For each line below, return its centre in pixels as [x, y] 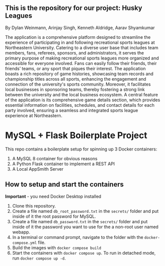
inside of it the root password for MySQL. [54, 216]
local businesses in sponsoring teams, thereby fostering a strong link [75, 89]
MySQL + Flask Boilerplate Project [76, 135]
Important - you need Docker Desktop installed [53, 196]
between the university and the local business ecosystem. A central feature [82, 94]
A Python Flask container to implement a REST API [63, 164]
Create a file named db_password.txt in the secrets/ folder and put [80, 221]
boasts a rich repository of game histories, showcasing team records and [79, 74]
